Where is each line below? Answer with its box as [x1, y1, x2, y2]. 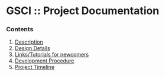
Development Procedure [14, 57, 75, 64]
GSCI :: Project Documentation [6, 4, 160, 18]
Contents [6, 25, 34, 34]
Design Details [14, 45, 50, 52]
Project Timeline [14, 64, 55, 71]
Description [14, 38, 43, 45]
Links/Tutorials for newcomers [14, 51, 89, 58]
